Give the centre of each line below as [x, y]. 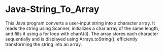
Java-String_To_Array [52, 9]
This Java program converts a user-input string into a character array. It [80, 23]
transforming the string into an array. [44, 44]
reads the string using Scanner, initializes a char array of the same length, [82, 28]
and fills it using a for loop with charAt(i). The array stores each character [82, 33]
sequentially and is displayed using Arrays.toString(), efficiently [72, 39]
